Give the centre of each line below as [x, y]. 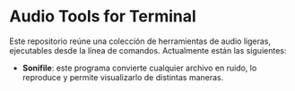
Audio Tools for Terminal [103, 17]
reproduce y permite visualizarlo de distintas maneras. [123, 77]
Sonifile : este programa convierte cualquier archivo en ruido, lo [139, 68]
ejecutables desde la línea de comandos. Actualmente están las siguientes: [148, 50]
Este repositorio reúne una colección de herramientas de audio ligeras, [140, 41]
